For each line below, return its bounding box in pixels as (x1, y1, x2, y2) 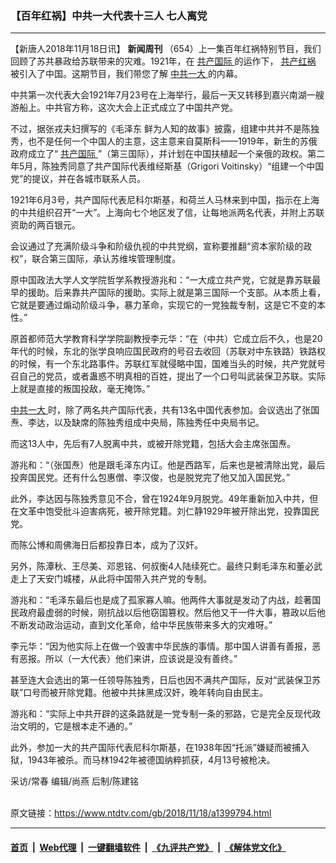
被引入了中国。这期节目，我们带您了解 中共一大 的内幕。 (10, 68, 243, 80)
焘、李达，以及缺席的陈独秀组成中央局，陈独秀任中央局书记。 (10, 417, 265, 429)
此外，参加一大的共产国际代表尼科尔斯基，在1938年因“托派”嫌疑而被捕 (10, 742, 302, 754)
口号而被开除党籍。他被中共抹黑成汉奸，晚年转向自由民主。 (23, 687, 269, 699)
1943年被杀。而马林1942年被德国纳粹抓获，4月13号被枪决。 (27, 754, 276, 766)
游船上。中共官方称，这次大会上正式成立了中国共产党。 (10, 102, 238, 114)
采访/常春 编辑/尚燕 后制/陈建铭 (10, 775, 140, 787)
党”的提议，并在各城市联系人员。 (10, 173, 147, 185)
